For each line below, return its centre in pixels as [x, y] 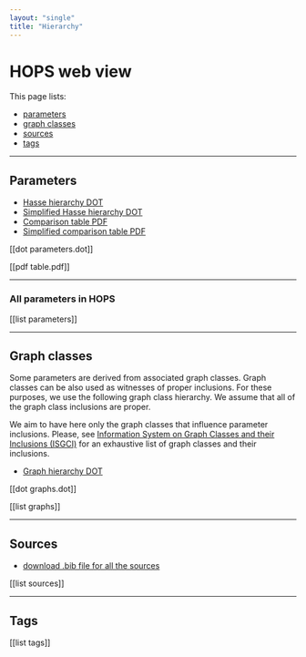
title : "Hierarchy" [46, 26]
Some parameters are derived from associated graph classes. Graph [138, 378]
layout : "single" [42, 18]
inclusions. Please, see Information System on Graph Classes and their [142, 435]
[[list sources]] [37, 583]
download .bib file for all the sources [91, 566]
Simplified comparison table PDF [84, 231]
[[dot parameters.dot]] [51, 249]
